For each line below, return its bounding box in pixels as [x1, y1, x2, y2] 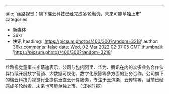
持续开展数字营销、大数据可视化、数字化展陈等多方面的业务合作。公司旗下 [9, 71, 164, 76]
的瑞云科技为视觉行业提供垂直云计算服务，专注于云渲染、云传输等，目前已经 [5, 77, 164, 83]
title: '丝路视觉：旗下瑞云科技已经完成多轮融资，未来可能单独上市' [5, 11, 142, 17]
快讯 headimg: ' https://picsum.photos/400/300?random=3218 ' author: [12, 38, 158, 44]
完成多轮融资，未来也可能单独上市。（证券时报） [5, 83, 105, 89]
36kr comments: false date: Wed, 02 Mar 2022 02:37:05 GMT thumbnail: [12, 44, 163, 50]
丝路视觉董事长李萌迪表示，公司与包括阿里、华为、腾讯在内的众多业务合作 [5, 64, 159, 70]
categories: [5, 16, 29, 22]
